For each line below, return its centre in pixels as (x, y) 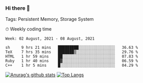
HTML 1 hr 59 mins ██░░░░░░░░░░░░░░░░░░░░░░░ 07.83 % (72, 57)
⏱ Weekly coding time (29, 29)
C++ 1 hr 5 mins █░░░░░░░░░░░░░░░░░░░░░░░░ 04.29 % (72, 66)
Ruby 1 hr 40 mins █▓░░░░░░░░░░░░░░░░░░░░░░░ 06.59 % (72, 61)
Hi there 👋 (18, 8)
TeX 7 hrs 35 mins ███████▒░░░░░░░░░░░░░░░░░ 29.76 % (72, 52)
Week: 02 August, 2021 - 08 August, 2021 (50, 39)
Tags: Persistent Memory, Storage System (50, 19)
